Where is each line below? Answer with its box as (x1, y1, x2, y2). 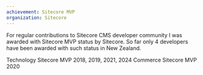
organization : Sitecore (6, 15, 67, 21)
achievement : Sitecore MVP (6, 9, 75, 15)
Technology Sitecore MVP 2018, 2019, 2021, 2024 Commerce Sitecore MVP (6, 56, 197, 63)
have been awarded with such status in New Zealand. (6, 44, 142, 52)
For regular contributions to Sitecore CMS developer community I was (6, 31, 182, 38)
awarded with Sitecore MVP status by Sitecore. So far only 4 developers (6, 38, 188, 45)
